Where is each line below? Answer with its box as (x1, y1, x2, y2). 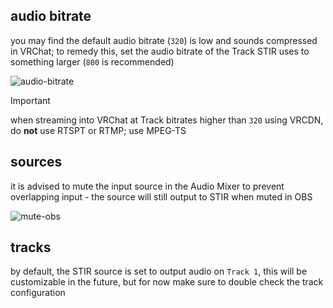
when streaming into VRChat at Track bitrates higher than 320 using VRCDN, (10, 114, 324, 126)
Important (10, 94, 51, 106)
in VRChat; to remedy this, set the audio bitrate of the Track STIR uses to (10, 45, 310, 57)
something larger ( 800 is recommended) (10, 55, 175, 68)
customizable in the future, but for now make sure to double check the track (10, 276, 324, 288)
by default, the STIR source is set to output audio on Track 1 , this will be (10, 265, 308, 278)
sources (10, 154, 63, 171)
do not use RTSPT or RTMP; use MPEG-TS (10, 124, 187, 136)
